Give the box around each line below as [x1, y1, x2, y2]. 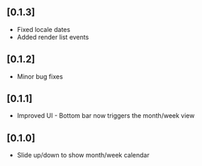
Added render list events [16, 33, 89, 41]
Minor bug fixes [16, 72, 63, 81]
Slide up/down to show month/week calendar [16, 151, 150, 160]
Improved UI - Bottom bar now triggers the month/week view [16, 111, 195, 120]
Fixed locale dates [16, 25, 71, 33]
